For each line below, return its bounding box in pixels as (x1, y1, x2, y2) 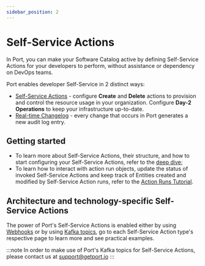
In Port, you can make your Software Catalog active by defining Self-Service (6, 56, 199, 63)
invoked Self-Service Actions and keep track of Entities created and (15, 172, 187, 179)
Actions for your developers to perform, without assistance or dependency (6, 62, 195, 69)
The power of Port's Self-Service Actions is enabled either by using (6, 221, 176, 229)
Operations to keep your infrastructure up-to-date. (15, 105, 144, 113)
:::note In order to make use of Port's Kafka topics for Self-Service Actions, (6, 246, 196, 254)
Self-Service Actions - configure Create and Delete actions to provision (15, 92, 196, 100)
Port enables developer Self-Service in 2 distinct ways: (6, 80, 145, 87)
